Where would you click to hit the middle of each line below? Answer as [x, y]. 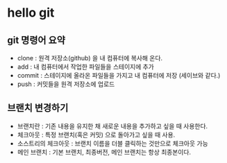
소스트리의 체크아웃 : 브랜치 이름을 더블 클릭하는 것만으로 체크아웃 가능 [112, 143]
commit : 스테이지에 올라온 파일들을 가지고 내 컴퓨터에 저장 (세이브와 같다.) [119, 75]
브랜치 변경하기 [38, 108]
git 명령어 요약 [36, 40]
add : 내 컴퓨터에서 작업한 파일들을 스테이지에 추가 [85, 67]
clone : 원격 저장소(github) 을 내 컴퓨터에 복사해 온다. [90, 58]
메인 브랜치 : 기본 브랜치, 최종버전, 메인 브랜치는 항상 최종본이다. [104, 152]
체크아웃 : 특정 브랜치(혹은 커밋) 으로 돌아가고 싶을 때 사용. [96, 135]
